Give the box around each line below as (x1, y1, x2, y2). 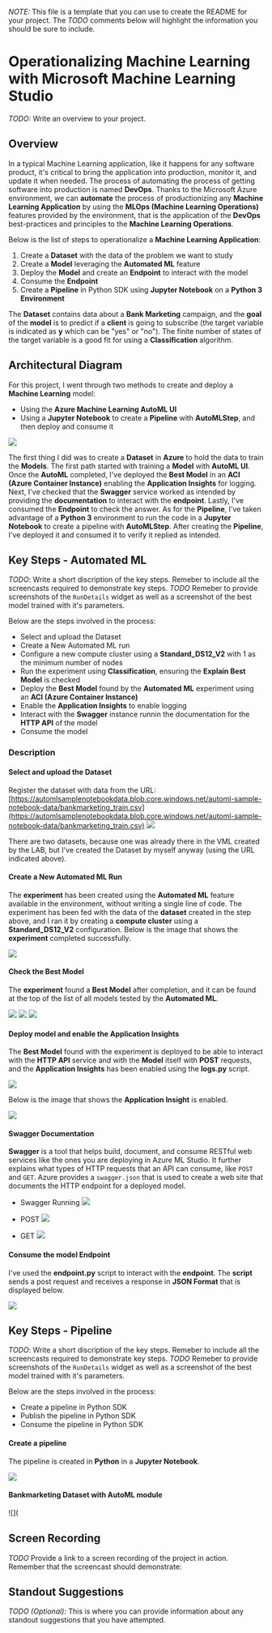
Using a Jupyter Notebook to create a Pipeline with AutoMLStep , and (19, 413, 256, 422)
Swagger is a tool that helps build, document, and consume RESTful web (8, 1147, 253, 1156)
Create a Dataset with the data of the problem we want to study (19, 250, 233, 260)
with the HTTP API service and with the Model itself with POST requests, (8, 1055, 253, 1065)
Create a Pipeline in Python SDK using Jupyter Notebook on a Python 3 (19, 284, 263, 294)
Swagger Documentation (8, 1128, 95, 1138)
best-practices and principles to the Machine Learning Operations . (8, 219, 234, 229)
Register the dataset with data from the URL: (8, 785, 156, 795)
